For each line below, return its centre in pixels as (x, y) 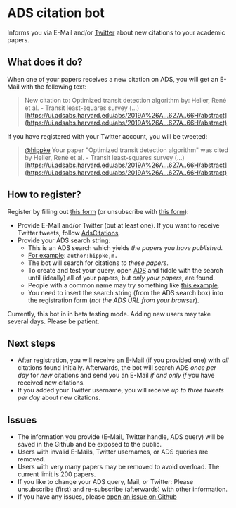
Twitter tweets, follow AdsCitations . (69, 233)
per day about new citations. (59, 398)
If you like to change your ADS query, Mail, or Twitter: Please (105, 482)
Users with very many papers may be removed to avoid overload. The (118, 467)
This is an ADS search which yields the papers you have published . (125, 247)
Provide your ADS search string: (64, 240)
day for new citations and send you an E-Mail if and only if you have (116, 376)
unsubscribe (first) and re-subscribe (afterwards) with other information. (123, 489)
